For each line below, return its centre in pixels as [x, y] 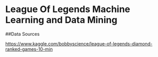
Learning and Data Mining [61, 20]
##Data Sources [23, 34]
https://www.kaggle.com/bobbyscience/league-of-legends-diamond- [79, 43]
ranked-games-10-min [29, 49]
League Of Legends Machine [68, 9]
